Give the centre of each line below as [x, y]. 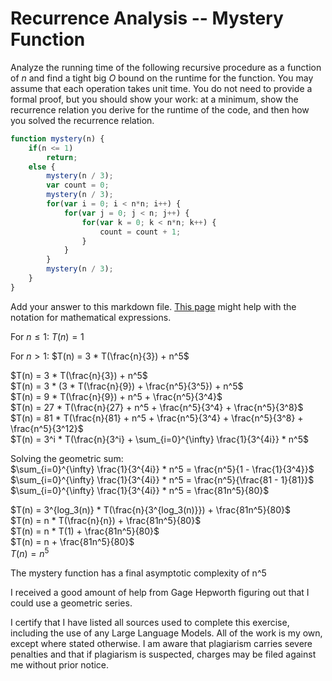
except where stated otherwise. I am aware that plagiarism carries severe [161, 644]
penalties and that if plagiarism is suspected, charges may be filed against [163, 654]
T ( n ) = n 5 [30, 553]
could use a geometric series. [71, 603]
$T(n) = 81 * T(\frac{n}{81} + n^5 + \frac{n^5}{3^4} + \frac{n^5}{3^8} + [157, 418]
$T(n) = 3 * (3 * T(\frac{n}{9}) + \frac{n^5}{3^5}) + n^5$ [127, 386]
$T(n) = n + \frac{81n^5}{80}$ [72, 541]
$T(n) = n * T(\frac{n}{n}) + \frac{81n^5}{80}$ [106, 520]
